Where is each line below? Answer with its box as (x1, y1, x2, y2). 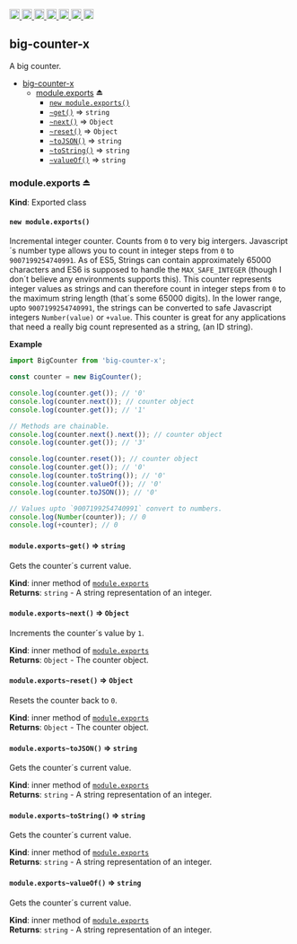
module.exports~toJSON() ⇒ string (9, 742, 137, 753)
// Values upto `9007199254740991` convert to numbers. (9, 503, 223, 513)
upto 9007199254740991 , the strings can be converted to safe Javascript (9, 302, 272, 313)
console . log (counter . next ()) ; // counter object (9, 397, 195, 406)
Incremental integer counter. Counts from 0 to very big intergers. (9, 236, 248, 247)
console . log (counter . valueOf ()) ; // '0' (9, 479, 163, 488)
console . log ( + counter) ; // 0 (9, 520, 118, 529)
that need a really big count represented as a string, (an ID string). (9, 321, 254, 332)
